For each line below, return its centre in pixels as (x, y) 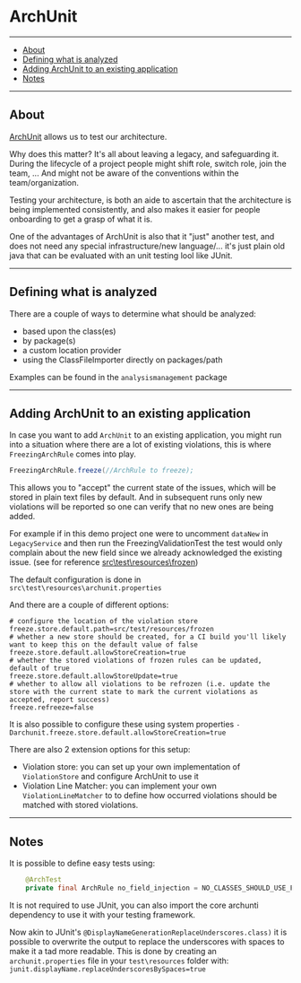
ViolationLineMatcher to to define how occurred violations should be (150, 796)
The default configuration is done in (75, 579)
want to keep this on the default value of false (104, 645)
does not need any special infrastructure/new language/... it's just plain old (147, 246)
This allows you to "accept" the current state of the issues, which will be (142, 488)
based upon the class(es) (69, 331)
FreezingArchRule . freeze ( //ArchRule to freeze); (102, 471)
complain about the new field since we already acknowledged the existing (146, 552)
